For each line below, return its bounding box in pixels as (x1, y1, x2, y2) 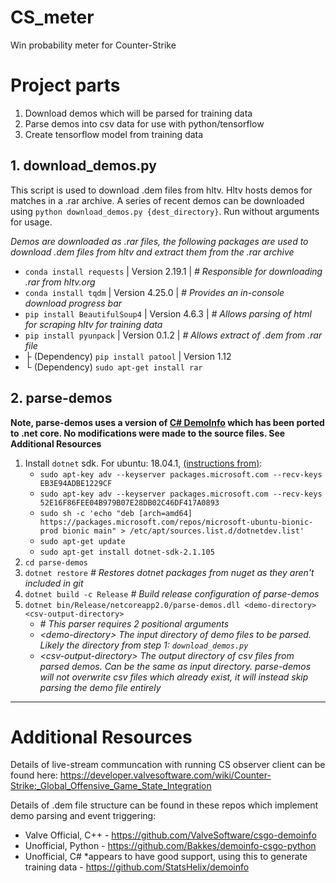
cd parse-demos (24, 557, 89, 568)
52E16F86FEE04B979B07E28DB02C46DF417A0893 (39, 497, 220, 508)
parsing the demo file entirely (39, 681, 162, 693)
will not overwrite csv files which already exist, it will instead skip (39, 671, 309, 683)
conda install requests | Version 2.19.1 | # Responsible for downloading (24, 265, 323, 277)
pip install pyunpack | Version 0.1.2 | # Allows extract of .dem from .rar (24, 329, 323, 341)
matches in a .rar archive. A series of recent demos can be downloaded (10, 194, 305, 206)
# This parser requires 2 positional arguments (39, 617, 230, 630)
